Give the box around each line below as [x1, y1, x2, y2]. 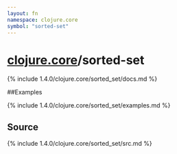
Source [7, 121, 39, 133]
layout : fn [7, 10, 38, 17]
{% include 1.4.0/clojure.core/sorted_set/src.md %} [7, 140, 152, 148]
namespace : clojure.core [7, 16, 78, 23]
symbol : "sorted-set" [7, 23, 69, 29]
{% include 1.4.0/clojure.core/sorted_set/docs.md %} [7, 75, 158, 83]
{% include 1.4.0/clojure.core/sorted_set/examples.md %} [7, 101, 171, 110]
